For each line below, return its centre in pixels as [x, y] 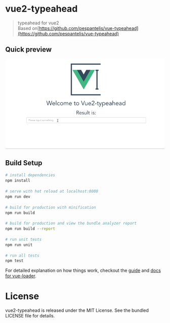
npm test [14, 261]
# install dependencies [30, 175]
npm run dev [18, 196]
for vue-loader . [21, 276]
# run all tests [22, 256]
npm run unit [19, 245]
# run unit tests [24, 239]
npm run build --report [30, 229]
